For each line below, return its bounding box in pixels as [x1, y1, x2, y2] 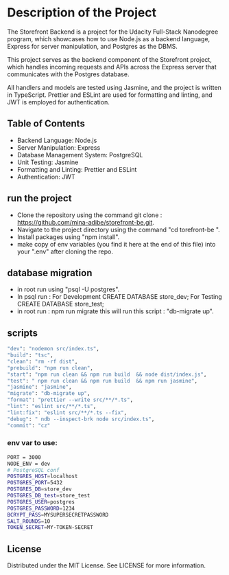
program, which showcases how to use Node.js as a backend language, [7, 34, 210, 43]
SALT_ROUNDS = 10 [7, 517, 51, 525]
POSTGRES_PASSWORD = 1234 [7, 505, 75, 512]
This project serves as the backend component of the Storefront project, [7, 55, 213, 63]
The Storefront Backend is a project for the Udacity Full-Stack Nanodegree [7, 27, 219, 36]
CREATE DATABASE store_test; [16, 300, 104, 308]
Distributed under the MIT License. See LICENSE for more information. [7, 561, 206, 570]
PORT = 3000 [7, 453, 41, 461]
